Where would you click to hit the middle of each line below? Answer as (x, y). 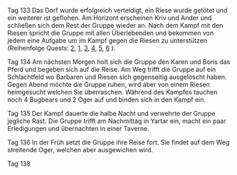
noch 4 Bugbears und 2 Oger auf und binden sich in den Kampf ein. (107, 100)
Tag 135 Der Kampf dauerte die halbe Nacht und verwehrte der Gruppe (111, 113)
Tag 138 (19, 164)
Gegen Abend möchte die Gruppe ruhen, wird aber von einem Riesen (109, 84)
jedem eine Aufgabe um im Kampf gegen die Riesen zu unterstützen (107, 41)
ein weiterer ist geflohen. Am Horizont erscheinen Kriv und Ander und (110, 18)
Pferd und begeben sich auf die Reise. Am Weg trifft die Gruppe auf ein (112, 69)
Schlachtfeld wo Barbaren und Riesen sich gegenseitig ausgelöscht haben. (117, 77)
